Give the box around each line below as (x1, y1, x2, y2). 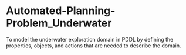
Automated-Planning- (6, 4, 116, 18)
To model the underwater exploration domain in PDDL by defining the (6, 36, 174, 43)
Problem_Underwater (6, 16, 112, 30)
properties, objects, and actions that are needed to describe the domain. (6, 42, 181, 49)
